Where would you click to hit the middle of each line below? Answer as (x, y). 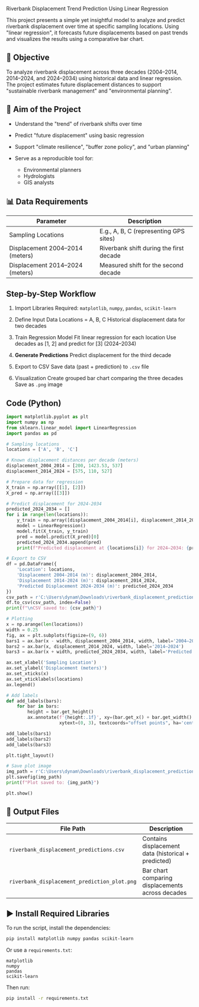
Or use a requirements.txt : (39, 950)
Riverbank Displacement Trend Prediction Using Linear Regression (87, 9)
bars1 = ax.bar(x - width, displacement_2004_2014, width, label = (90, 641)
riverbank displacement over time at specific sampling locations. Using (93, 26)
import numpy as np (30, 422)
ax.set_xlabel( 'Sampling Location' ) (51, 663)
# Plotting (20, 619)
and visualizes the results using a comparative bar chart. (75, 39)
